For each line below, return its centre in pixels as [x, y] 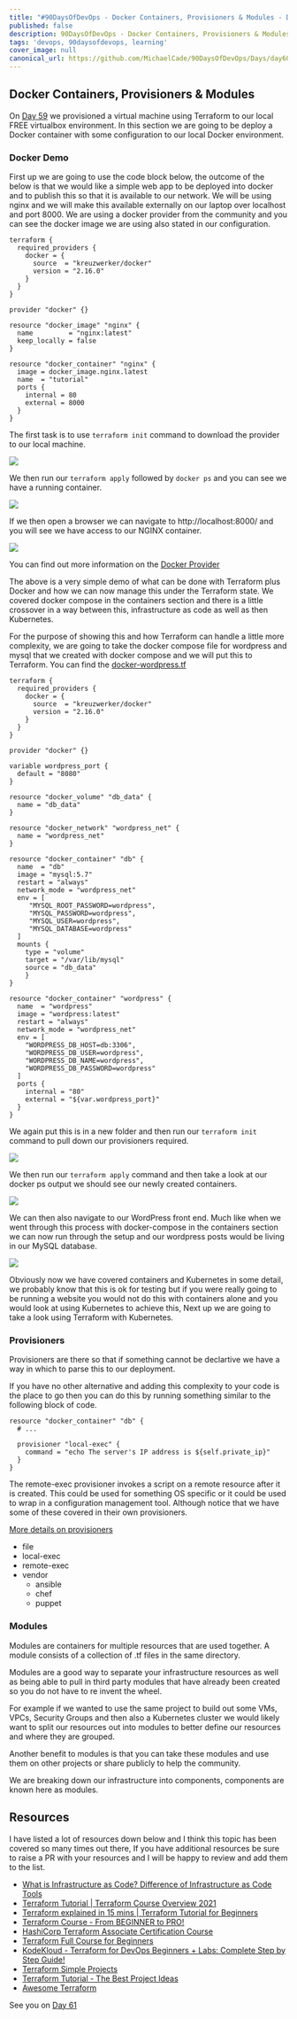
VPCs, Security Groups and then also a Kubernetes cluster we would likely [145, 1717]
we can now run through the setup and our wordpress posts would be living [147, 1237]
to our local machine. [48, 445]
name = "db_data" [49, 805]
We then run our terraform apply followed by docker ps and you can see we [148, 478]
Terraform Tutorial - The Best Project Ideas [100, 1978]
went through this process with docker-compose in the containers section [144, 1227]
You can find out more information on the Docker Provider [114, 564]
